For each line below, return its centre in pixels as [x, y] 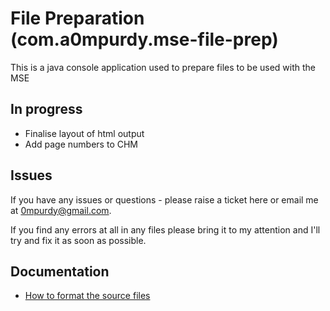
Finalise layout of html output [84, 133]
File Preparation [77, 18]
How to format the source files [87, 296]
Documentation [60, 271]
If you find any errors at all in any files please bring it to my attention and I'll [165, 229]
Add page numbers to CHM [81, 144]
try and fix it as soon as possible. [78, 240]
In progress [46, 109]
